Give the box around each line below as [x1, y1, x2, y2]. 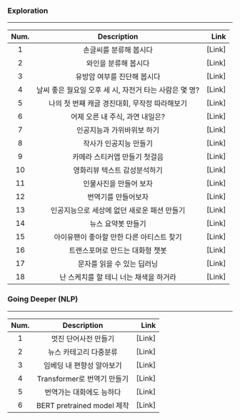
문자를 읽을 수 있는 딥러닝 [77, 259, 159, 269]
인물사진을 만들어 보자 [83, 179, 154, 189]
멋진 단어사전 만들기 [51, 334, 115, 344]
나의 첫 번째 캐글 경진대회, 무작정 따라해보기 [49, 98, 188, 108]
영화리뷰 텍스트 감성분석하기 [73, 165, 163, 175]
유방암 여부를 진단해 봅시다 [75, 72, 161, 82]
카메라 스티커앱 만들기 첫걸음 [72, 152, 164, 162]
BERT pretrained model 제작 [36, 400, 130, 410]
